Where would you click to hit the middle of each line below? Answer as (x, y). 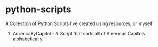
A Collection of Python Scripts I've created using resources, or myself (79, 24)
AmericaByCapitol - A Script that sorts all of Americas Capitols (79, 33)
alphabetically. (28, 39)
